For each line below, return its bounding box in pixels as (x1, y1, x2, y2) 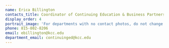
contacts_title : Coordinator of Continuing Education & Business (5, 12, 145, 17)
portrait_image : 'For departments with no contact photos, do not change (5, 21, 163, 26)
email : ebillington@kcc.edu (5, 30, 64, 35)
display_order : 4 (5, 16, 42, 21)
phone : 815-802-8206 (5, 26, 49, 31)
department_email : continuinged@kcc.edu (5, 35, 92, 40)
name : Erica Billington (5, 7, 55, 12)
